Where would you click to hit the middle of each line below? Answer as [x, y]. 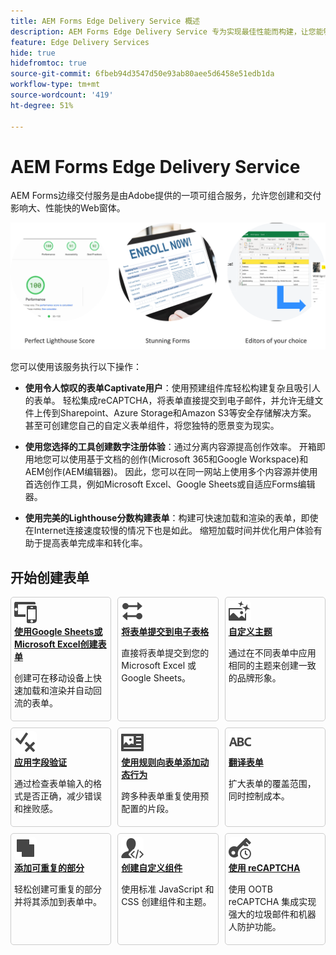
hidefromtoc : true [48, 63]
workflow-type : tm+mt [55, 85]
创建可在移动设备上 [53, 678]
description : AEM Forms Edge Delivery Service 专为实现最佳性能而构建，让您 [163, 31]
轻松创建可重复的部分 [58, 889]
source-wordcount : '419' [62, 95]
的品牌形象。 [255, 678]
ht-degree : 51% [42, 105]
